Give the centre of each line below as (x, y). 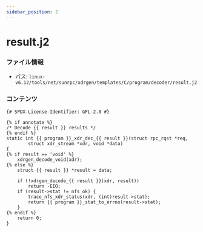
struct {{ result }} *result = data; (65, 171)
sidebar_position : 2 (32, 12)
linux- (37, 77)
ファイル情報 (25, 62)
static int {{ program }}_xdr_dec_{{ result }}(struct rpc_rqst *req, (97, 138)
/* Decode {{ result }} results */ (51, 128)
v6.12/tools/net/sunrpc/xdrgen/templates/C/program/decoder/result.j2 (106, 83)
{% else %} (20, 165)
